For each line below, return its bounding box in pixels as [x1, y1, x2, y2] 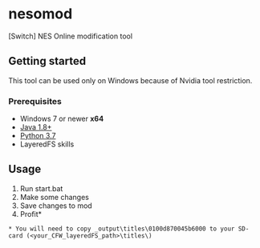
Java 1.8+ [19, 122, 52, 132]
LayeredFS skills [19, 139, 75, 149]
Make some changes [19, 192, 90, 202]
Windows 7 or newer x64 [19, 114, 104, 124]
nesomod [8, 5, 73, 23]
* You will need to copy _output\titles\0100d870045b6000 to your [8, 225, 235, 233]
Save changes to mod [19, 201, 92, 210]
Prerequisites [8, 95, 62, 106]
